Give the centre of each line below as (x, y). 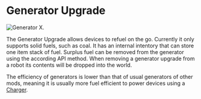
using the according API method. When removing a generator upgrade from (100, 58)
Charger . (17, 89)
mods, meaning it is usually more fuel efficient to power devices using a (96, 83)
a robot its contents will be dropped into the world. (69, 65)
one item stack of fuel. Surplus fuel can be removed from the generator (95, 52)
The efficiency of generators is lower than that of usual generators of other (100, 77)
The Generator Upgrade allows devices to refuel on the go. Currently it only (100, 39)
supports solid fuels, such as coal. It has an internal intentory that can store (100, 46)
